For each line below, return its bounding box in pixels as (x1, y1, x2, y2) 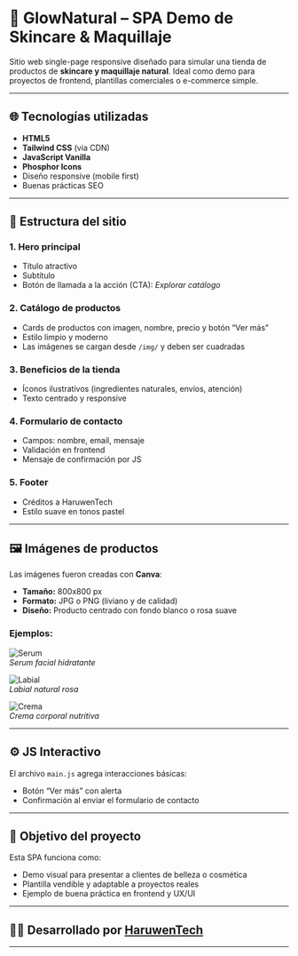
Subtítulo (21, 270, 56, 281)
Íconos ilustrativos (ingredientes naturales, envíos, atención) (21, 384, 243, 394)
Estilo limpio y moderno (21, 331, 108, 342)
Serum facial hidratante (9, 657, 96, 667)
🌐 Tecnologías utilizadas (9, 109, 149, 124)
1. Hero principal (9, 241, 82, 253)
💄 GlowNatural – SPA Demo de (9, 8, 233, 28)
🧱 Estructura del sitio (9, 214, 127, 229)
